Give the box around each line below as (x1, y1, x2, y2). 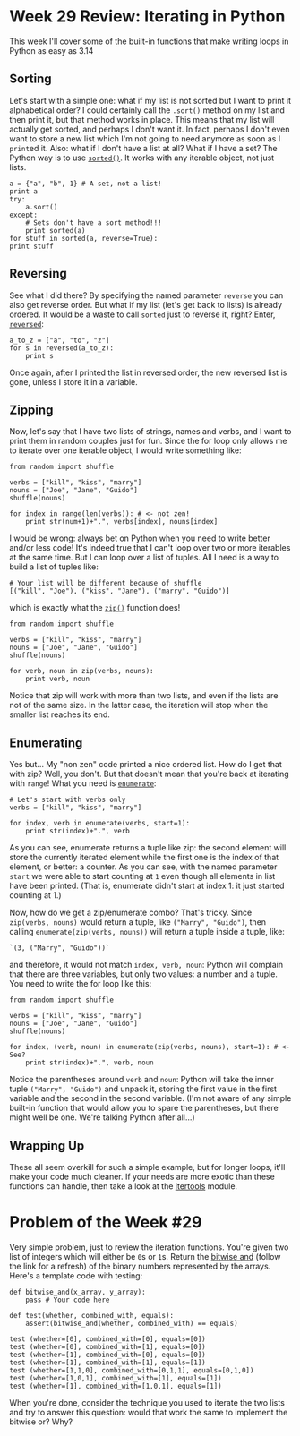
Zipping (9, 402, 54, 417)
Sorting (9, 72, 52, 87)
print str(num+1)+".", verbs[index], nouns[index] (25, 517, 219, 526)
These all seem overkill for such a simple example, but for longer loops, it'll (9, 1162, 286, 1172)
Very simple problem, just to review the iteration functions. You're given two (9, 1242, 289, 1252)
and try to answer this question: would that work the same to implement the (9, 1406, 288, 1417)
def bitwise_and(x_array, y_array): (9, 1287, 146, 1296)
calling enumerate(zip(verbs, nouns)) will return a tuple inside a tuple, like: (9, 927, 285, 937)
